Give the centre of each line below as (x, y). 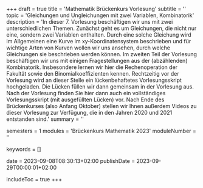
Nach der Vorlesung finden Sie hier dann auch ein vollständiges (86, 93)
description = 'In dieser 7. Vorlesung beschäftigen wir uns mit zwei (90, 22)
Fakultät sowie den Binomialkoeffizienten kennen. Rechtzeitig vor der (93, 74)
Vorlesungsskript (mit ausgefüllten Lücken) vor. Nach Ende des (85, 99)
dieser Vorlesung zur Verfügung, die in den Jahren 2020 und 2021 (89, 113)
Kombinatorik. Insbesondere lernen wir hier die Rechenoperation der (92, 67)
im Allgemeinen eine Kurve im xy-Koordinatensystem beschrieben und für (99, 41)
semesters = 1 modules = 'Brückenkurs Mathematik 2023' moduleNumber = (101, 131)
